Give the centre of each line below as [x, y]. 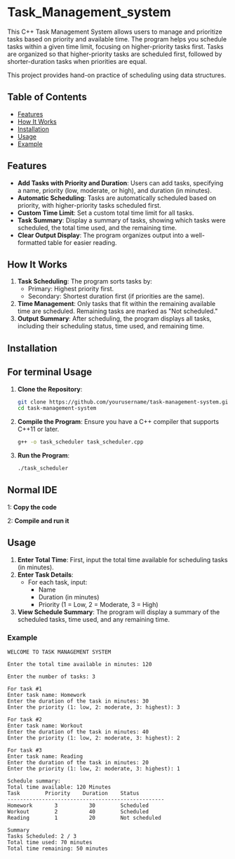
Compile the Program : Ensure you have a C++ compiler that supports [118, 422]
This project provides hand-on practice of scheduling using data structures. [117, 75]
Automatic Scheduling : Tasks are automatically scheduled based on [117, 198]
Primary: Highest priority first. [71, 289]
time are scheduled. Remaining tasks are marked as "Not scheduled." [117, 311]
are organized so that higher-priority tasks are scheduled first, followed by [115, 54]
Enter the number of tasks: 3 [52, 677]
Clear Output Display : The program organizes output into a [103, 235]
